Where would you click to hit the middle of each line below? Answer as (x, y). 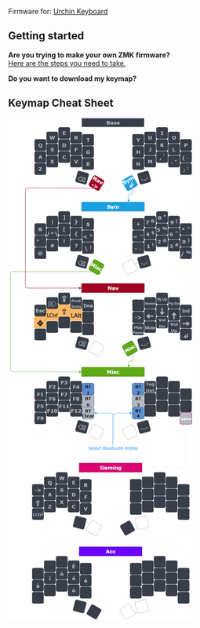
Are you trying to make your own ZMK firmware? (89, 55)
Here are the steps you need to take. (67, 63)
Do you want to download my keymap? (73, 78)
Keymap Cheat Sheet (61, 103)
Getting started (46, 36)
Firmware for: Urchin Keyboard (58, 11)
